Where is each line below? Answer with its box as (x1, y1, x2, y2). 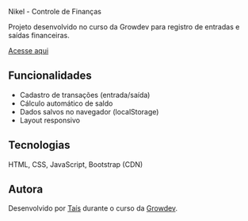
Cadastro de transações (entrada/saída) (19, 90, 151, 99)
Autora (8, 183, 44, 196)
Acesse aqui (8, 46, 49, 55)
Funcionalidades (8, 69, 93, 83)
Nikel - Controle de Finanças (8, 7, 101, 16)
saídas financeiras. (8, 31, 70, 40)
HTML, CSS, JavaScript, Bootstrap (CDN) (8, 159, 143, 169)
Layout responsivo (19, 115, 81, 125)
